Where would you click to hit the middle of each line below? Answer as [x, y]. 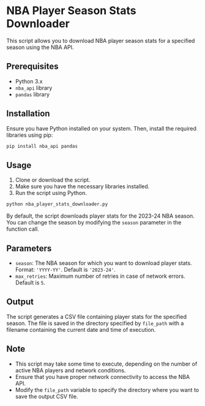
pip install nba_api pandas [42, 146]
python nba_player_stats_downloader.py [57, 204]
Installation [28, 114]
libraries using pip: [30, 135]
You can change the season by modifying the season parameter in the [94, 223]
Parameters [29, 248]
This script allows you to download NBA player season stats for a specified [101, 40]
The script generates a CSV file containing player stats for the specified [97, 316]
